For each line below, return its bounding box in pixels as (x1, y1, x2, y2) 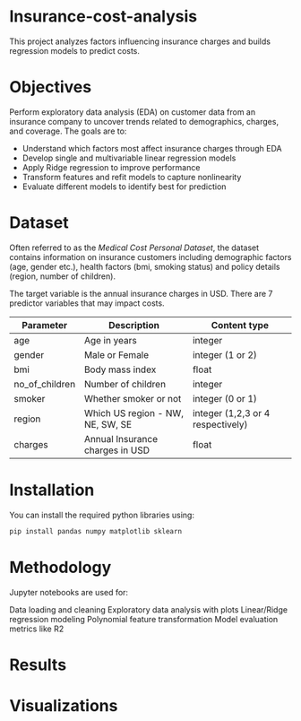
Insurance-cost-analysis (9, 6, 198, 27)
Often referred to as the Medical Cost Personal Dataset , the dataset (9, 242, 260, 253)
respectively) (192, 418, 248, 430)
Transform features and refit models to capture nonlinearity (21, 171, 242, 182)
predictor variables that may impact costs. (9, 298, 165, 308)
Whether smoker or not (83, 392, 182, 404)
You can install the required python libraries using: (9, 509, 195, 520)
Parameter (21, 318, 68, 331)
